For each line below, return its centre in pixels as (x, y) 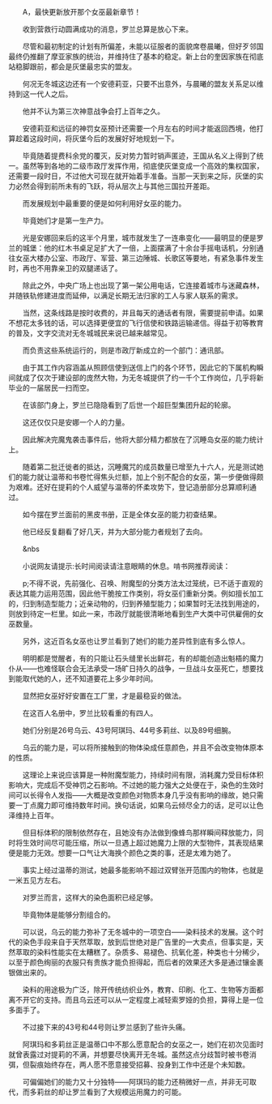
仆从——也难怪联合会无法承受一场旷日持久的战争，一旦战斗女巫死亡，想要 (132, 668)
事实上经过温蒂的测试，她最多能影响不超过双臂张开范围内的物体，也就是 (143, 870)
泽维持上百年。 (33, 815)
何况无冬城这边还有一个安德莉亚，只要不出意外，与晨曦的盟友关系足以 (139, 84)
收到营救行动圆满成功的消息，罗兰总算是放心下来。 (107, 29)
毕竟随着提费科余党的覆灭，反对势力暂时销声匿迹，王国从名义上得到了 (139, 156)
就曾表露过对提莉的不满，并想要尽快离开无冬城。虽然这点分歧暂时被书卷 (129, 1055)
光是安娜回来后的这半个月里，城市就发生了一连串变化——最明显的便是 (139, 238)
